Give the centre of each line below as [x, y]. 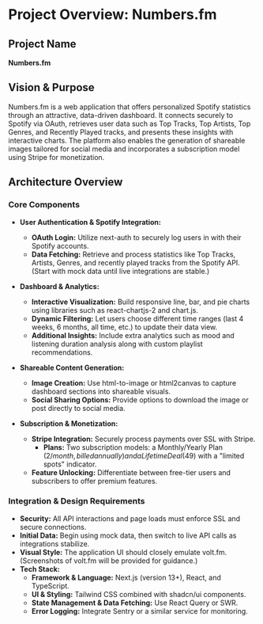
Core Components [44, 205]
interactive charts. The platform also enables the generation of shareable [127, 140]
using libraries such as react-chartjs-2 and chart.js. [115, 310]
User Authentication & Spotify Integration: [90, 222]
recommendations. [62, 352]
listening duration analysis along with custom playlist [117, 344]
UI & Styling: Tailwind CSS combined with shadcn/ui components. [139, 594]
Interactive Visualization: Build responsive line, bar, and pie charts [141, 302]
